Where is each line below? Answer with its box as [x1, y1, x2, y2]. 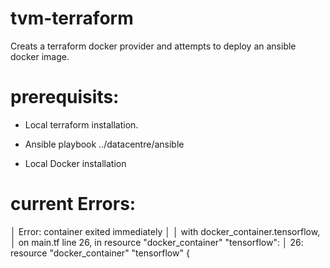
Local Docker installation [24, 157, 127, 169]
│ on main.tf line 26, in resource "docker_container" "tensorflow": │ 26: [10, 236, 304, 248]
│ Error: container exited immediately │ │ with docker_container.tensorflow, [10, 225, 321, 237]
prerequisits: [10, 86, 120, 109]
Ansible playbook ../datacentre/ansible [24, 138, 185, 150]
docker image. [10, 50, 70, 62]
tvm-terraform [10, 7, 134, 30]
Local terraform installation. [24, 118, 139, 131]
